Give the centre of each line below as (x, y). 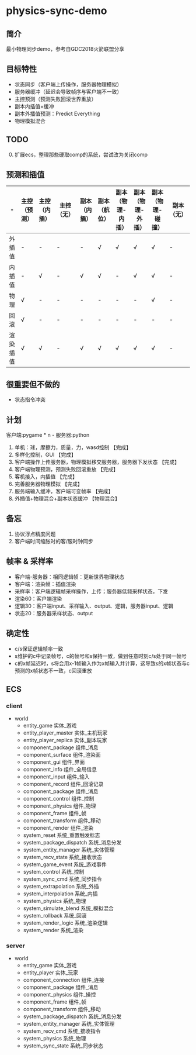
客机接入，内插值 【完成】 (46, 477)
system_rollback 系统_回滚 (55, 916)
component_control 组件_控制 (59, 799)
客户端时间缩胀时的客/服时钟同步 (54, 541)
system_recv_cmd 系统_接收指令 (62, 1031)
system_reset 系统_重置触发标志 (62, 835)
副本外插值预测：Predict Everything (57, 113)
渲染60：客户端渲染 (38, 598)
